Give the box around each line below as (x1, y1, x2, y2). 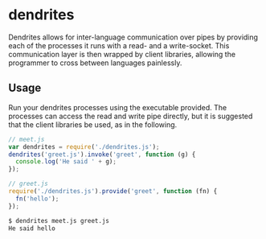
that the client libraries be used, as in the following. (8, 119, 178, 130)
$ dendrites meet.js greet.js (8, 216, 110, 225)
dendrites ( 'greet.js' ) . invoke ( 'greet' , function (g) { (8, 150, 196, 159)
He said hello (8, 224, 56, 233)
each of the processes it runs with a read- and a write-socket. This (8, 40, 230, 50)
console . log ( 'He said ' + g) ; (15, 158, 117, 166)
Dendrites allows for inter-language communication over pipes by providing (8, 32, 259, 42)
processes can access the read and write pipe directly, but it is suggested (8, 111, 253, 121)
